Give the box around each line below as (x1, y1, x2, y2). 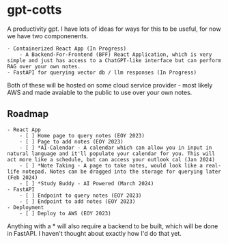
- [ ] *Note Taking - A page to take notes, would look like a (19, 162, 203, 169)
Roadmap (7, 108, 49, 120)
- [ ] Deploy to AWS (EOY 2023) (19, 210, 111, 217)
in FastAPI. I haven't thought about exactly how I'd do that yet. (7, 229, 182, 237)
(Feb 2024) (7, 174, 38, 181)
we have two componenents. (7, 31, 89, 40)
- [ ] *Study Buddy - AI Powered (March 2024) (19, 180, 154, 187)
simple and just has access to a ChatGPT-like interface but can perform (7, 57, 222, 64)
